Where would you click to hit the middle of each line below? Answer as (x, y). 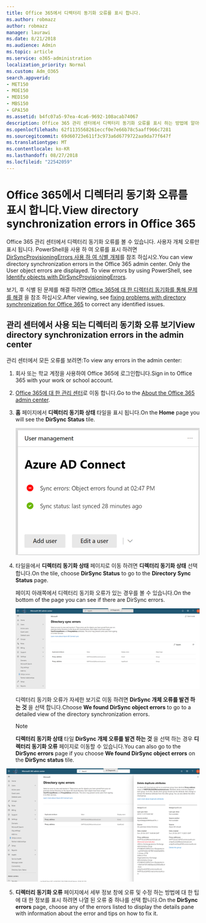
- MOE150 (17, 91)
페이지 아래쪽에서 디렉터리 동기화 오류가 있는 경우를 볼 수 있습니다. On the (103, 593)
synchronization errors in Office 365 (101, 224)
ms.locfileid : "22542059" (39, 162)
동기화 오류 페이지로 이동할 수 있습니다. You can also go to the (106, 747)
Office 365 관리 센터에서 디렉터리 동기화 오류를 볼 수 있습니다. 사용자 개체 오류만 (103, 241)
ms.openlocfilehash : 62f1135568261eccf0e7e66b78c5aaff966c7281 (89, 130)
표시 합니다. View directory (73, 210)
